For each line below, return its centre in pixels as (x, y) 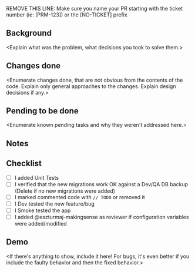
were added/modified (41, 224)
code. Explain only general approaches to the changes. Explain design (91, 86)
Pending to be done (43, 111)
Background (29, 33)
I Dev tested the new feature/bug (55, 204)
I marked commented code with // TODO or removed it (80, 197)
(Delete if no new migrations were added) (65, 191)
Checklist (24, 164)
